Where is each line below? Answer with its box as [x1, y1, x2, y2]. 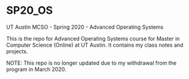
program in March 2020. [6, 65, 67, 72]
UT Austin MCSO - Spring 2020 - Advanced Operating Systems [6, 23, 164, 31]
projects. [6, 47, 28, 54]
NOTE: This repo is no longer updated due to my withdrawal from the [6, 59, 177, 66]
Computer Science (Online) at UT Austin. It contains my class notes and [6, 41, 184, 48]
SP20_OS [6, 4, 53, 17]
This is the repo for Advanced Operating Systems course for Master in [6, 35, 180, 42]
